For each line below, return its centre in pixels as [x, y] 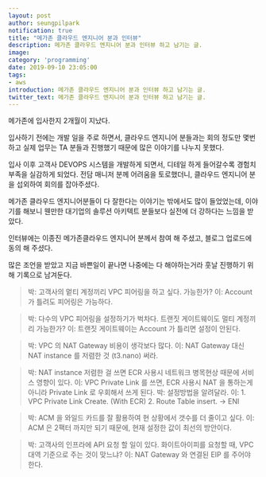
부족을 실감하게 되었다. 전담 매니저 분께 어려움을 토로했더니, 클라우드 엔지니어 [128, 174]
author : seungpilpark [44, 23]
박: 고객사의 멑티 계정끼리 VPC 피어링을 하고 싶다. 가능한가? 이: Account [140, 292]
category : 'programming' [49, 61]
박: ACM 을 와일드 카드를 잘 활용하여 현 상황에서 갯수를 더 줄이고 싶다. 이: [141, 418]
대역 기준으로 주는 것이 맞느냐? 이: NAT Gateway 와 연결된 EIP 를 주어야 [139, 455]
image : [19, 53]
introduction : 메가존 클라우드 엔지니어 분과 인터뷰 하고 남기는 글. [107, 90]
